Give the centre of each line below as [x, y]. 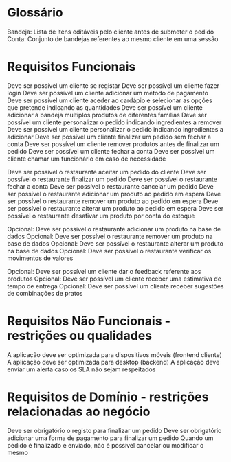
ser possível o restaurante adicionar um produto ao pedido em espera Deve [114, 194]
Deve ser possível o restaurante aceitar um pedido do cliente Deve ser [107, 172]
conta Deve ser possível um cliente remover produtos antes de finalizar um [113, 144]
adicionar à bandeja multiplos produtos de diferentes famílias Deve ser [107, 115]
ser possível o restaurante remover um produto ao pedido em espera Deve [113, 201]
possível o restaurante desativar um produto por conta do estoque [101, 216]
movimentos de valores [40, 258]
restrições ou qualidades [80, 336]
